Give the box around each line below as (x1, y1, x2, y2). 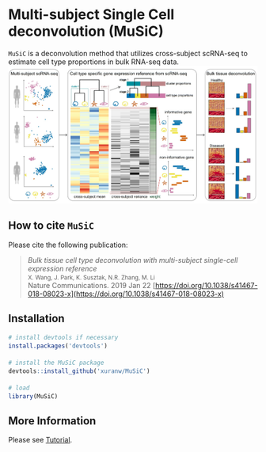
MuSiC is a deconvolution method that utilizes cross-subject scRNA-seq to (8, 48, 248, 58)
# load (8, 384, 30, 392)
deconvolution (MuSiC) (8, 22, 164, 40)
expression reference (27, 264, 97, 273)
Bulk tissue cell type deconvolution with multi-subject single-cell (27, 255, 238, 264)
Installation (8, 312, 65, 325)
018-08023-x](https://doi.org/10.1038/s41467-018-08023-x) (27, 289, 224, 298)
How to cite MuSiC (8, 219, 95, 233)
